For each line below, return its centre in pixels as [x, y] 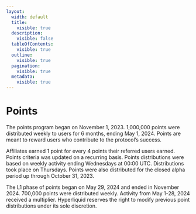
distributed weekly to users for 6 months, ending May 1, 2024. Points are [94, 133]
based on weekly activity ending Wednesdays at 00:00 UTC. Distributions [95, 163]
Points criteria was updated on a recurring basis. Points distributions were [95, 157]
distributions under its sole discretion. [51, 206]
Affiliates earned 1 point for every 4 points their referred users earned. [91, 151]
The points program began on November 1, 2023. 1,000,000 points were [93, 127]
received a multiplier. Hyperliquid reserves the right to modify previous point [98, 199]
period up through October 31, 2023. [50, 175]
